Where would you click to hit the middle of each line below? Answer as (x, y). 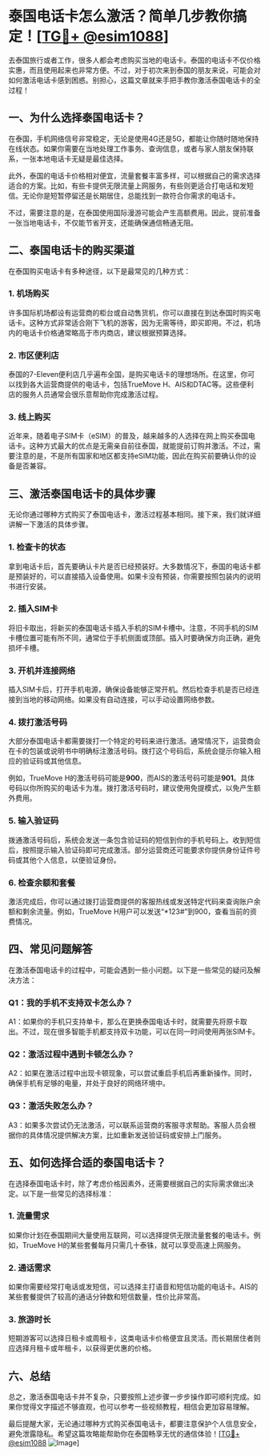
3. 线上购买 (30, 417)
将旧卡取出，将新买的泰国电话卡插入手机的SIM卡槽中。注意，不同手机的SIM (133, 627)
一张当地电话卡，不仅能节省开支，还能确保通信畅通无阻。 (103, 222)
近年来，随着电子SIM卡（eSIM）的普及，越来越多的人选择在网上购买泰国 (128, 436)
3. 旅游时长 (30, 1320)
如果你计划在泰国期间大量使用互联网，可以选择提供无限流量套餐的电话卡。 (131, 1235)
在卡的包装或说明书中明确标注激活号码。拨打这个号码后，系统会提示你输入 (131, 751)
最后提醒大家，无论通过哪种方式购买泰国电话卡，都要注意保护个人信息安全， (134, 1424)
